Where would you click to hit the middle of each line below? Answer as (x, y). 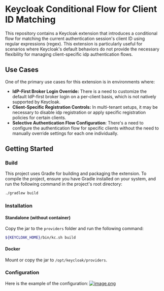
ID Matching (30, 20)
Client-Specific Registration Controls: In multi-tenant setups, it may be (85, 107)
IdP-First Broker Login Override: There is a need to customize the (79, 91)
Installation (19, 206)
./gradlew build (22, 193)
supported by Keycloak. (36, 102)
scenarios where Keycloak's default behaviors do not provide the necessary (82, 49)
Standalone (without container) (38, 217)
